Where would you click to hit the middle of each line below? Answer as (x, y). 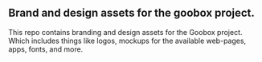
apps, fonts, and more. (46, 49)
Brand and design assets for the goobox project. (132, 13)
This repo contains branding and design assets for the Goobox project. (125, 32)
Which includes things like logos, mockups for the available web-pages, (127, 41)
